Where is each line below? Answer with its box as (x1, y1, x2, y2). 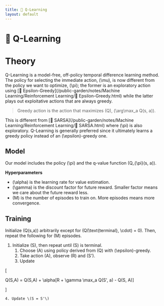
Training (5, 214, 32, 223)
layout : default (5, 12, 38, 17)
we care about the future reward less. (12, 190, 89, 196)
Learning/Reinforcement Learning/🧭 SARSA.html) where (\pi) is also (5, 122, 143, 128)
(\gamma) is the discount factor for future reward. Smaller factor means (12, 184, 158, 190)
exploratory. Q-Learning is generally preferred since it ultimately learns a (5, 128, 153, 134)
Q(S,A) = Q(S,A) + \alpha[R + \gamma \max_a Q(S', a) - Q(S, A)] (5, 277, 134, 283)
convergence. (12, 200, 41, 206)
